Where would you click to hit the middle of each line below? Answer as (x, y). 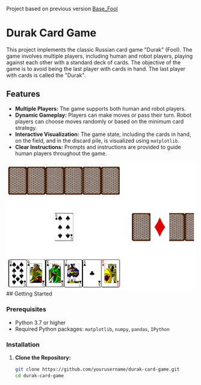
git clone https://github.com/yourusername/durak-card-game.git (97, 369)
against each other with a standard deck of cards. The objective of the (94, 62)
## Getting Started (29, 294)
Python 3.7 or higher (40, 322)
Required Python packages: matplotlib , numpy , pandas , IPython (92, 329)
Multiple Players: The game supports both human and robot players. (100, 108)
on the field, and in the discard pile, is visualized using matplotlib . (97, 140)
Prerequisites (26, 309)
